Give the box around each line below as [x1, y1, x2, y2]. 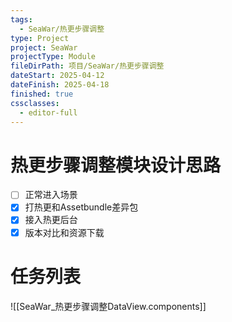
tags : [10, 14, 33, 25]
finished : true [10, 89, 74, 99]
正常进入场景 [24, 189, 78, 201]
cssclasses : [10, 98, 60, 108]
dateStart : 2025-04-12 [10, 71, 105, 81]
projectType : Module [10, 52, 97, 62]
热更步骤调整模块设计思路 [10, 154, 222, 176]
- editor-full [19, 107, 78, 118]
